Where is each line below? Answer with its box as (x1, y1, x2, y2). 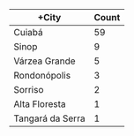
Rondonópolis (13, 70, 71, 81)
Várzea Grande (13, 55, 77, 67)
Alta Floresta (13, 98, 66, 110)
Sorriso (13, 84, 44, 95)
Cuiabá (13, 26, 43, 38)
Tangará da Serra (13, 112, 86, 125)
